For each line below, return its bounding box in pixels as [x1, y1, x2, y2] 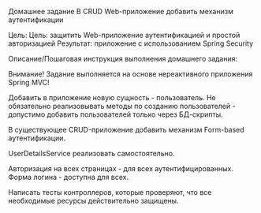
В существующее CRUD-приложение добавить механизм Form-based [8, 125, 244, 134]
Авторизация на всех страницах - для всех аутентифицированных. [8, 164, 234, 173]
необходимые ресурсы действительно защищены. [8, 196, 179, 205]
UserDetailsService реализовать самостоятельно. [8, 149, 175, 158]
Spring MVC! [8, 78, 50, 87]
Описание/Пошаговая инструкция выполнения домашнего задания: [8, 54, 238, 63]
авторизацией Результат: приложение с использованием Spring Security [8, 39, 254, 48]
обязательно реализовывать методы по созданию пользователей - [8, 102, 236, 110]
